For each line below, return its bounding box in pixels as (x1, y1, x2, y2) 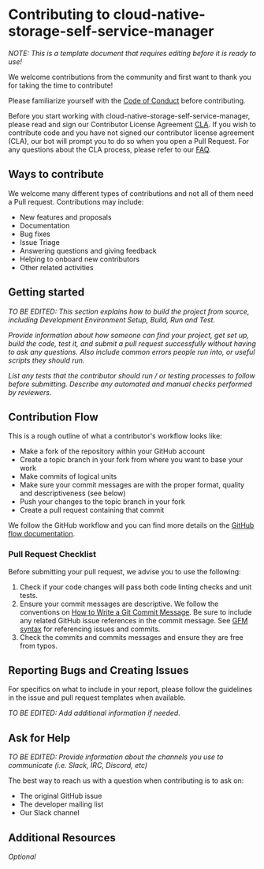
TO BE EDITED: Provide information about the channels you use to (8, 752, 224, 762)
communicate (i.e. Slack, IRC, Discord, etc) (8, 761, 148, 770)
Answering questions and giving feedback (19, 246, 158, 255)
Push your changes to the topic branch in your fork (19, 497, 185, 506)
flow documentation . (8, 529, 76, 539)
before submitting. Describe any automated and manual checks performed (8, 379, 253, 389)
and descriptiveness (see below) (19, 488, 126, 498)
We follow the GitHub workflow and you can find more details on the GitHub (8, 521, 255, 530)
